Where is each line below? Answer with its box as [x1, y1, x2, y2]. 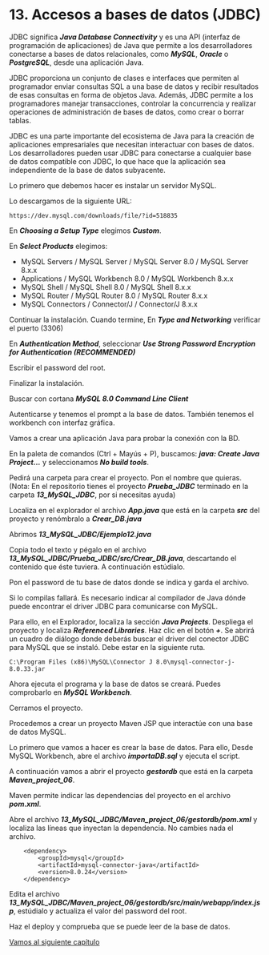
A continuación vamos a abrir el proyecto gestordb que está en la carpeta [9, 766, 254, 776]
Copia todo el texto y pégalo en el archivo [9, 544, 147, 554]
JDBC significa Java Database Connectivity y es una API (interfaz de [9, 32, 241, 42]
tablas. [9, 115, 31, 125]
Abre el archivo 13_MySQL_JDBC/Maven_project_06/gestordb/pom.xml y [9, 814, 258, 824]
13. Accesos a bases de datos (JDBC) [9, 6, 261, 24]
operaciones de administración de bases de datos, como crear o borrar [9, 106, 245, 117]
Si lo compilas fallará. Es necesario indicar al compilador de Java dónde [9, 592, 247, 602]
